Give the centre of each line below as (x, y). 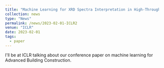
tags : (10, 37)
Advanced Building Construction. (38, 60)
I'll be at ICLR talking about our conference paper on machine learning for (79, 55)
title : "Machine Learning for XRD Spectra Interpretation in (69, 9)
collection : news (23, 14)
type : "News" (18, 18)
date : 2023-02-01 (23, 32)
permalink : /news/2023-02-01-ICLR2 (41, 23)
